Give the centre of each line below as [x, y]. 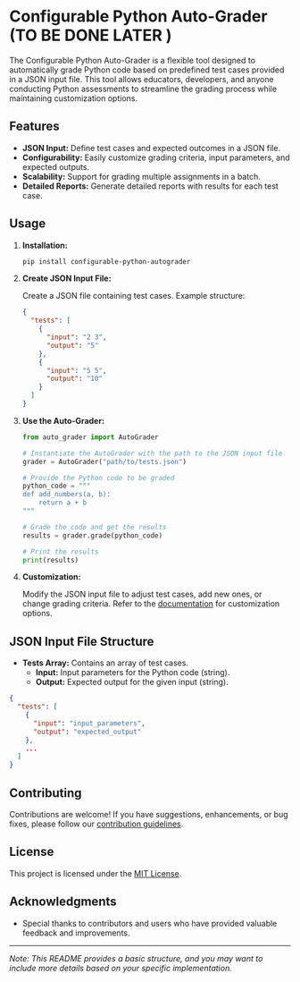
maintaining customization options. [74, 98]
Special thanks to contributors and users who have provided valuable [150, 923]
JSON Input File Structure [82, 641]
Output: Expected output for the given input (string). [132, 682]
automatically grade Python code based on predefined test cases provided [147, 70]
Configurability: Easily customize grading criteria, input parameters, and [156, 157]
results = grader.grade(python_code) [92, 535]
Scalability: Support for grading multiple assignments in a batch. [141, 176]
